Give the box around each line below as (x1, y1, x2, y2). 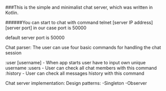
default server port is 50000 (5, 35, 65, 40)
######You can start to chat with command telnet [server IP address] (5, 20, 153, 25)
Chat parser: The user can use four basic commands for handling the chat (5, 44, 161, 50)
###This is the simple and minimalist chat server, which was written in (5, 5, 153, 10)
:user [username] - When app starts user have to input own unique (5, 60, 146, 65)
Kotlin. (5, 10, 19, 16)
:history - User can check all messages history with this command (5, 70, 145, 76)
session (5, 50, 22, 56)
